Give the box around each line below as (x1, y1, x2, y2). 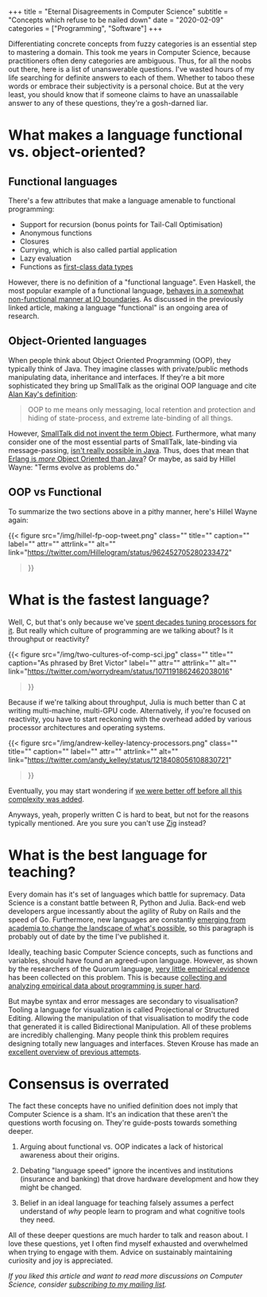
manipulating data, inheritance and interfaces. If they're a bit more (8, 372, 225, 381)
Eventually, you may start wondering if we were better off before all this (8, 786, 242, 795)
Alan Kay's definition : (8, 389, 78, 399)
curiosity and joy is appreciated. (8, 1256, 114, 1265)
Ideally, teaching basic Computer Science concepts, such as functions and (8, 947, 253, 956)
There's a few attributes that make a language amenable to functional (8, 196, 236, 205)
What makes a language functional (8, 127, 243, 144)
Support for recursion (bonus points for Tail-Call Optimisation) (19, 220, 223, 229)
